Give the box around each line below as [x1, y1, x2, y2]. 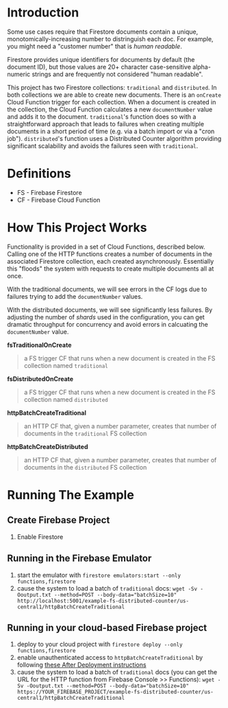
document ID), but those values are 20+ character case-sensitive [7, 62, 192, 71]
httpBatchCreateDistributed [7, 442, 88, 450]
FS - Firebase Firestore [16, 188, 82, 196]
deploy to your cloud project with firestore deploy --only [16, 640, 183, 648]
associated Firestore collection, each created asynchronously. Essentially [7, 257, 214, 265]
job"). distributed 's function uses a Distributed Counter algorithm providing [7, 134, 222, 142]
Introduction [7, 5, 79, 21]
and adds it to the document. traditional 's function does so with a [7, 112, 197, 121]
